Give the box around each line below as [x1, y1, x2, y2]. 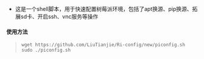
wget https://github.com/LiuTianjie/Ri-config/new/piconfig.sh [21, 42, 186, 48]
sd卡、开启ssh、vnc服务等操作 [20, 13, 99, 20]
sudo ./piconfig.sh [21, 47, 71, 54]
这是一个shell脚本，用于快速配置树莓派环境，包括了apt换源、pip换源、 [15, 5, 192, 12]
